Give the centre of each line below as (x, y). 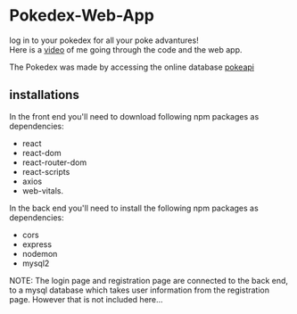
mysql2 (36, 263)
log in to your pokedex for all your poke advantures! (104, 40)
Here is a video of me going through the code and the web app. (126, 49)
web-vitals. (43, 190)
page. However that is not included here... (86, 299)
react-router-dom (54, 162)
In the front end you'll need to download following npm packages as (134, 116)
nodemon (40, 253)
